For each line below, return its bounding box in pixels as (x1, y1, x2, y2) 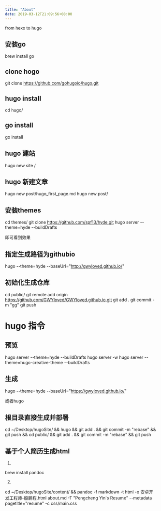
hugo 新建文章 (5, 177, 48, 186)
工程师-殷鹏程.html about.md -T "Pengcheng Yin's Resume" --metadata (9, 495, 152, 501)
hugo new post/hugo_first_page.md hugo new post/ (5, 191, 108, 197)
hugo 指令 (5, 320, 45, 331)
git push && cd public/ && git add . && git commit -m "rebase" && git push (5, 432, 151, 438)
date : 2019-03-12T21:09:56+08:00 (5, 12, 73, 16)
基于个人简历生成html (5, 447, 70, 455)
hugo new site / (5, 162, 36, 168)
